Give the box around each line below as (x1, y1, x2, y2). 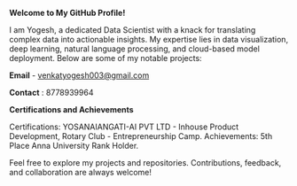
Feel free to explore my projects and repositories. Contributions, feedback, (9, 158, 282, 167)
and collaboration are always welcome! (9, 167, 152, 177)
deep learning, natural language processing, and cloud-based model (9, 43, 260, 54)
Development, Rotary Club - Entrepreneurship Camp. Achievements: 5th (9, 131, 273, 141)
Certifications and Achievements (9, 105, 135, 114)
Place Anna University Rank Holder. (9, 141, 139, 151)
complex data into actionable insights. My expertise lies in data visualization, (9, 35, 289, 44)
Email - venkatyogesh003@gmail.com (9, 70, 150, 81)
